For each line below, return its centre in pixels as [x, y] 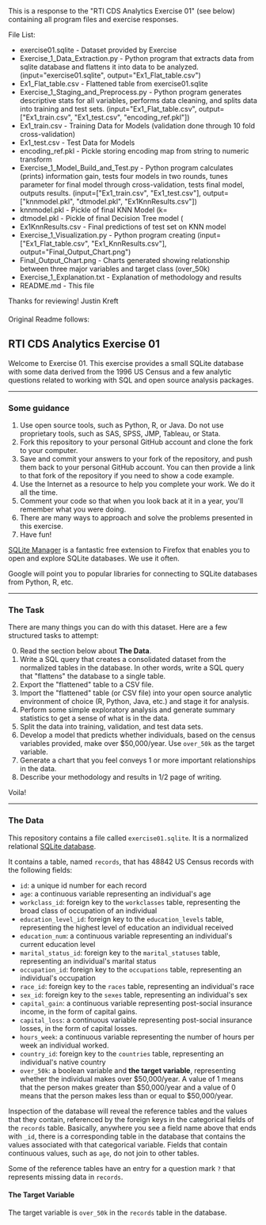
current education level [57, 944]
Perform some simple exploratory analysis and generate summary [127, 710]
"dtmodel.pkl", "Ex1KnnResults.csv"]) [137, 202]
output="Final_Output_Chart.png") [75, 252]
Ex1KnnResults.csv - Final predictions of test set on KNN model [123, 227]
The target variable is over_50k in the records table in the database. [118, 1212]
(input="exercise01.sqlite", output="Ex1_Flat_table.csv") [110, 75]
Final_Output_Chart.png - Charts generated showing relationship [125, 261]
